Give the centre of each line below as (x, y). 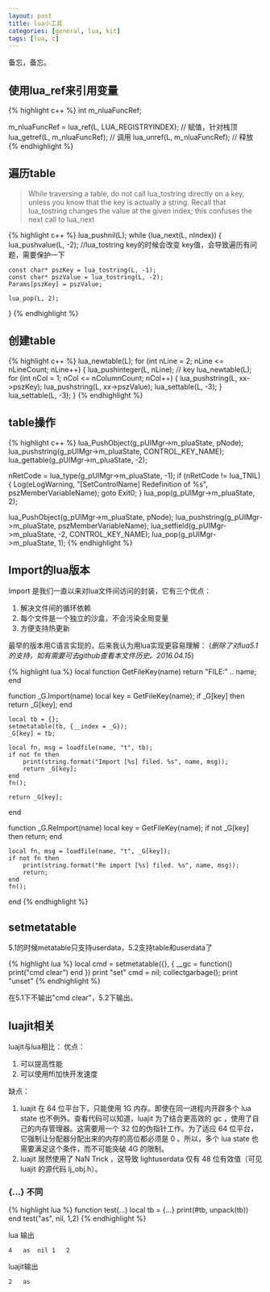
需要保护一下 (44, 255)
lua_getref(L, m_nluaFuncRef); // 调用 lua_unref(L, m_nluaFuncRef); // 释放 (131, 137)
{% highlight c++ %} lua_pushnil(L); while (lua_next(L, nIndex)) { (115, 234)
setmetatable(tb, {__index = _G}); (68, 727)
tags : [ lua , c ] (34, 38)
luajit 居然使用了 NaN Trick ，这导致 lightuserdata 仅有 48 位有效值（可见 (141, 1159)
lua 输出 (21, 1235)
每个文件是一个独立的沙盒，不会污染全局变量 (94, 619)
